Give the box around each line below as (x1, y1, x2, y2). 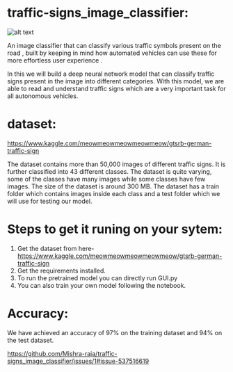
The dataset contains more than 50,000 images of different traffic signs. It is (7, 160, 226, 168)
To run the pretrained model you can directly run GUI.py (17, 273, 178, 282)
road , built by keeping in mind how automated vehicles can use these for (7, 49, 218, 57)
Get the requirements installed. (17, 266, 106, 275)
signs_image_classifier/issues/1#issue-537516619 (7, 357, 150, 365)
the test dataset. (7, 336, 54, 344)
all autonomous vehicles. (7, 92, 79, 100)
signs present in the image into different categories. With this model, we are (7, 76, 225, 85)
